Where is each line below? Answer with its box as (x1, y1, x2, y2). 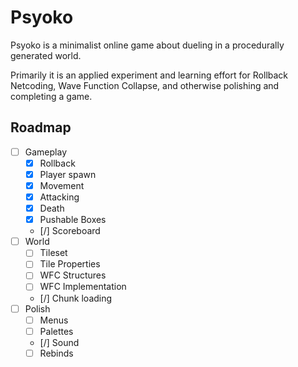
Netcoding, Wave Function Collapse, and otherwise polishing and (10, 79, 280, 91)
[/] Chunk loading (39, 292, 113, 304)
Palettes (39, 325, 74, 337)
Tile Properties (39, 258, 101, 270)
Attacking (39, 191, 80, 203)
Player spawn (39, 168, 97, 180)
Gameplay (24, 146, 68, 158)
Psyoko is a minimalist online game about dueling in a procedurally (10, 39, 285, 51)
